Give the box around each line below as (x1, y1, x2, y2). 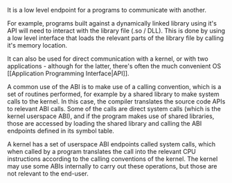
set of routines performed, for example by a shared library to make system (7, 90, 220, 98)
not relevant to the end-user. (7, 169, 89, 177)
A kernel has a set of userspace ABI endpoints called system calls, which (7, 140, 216, 148)
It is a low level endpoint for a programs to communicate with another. (7, 6, 206, 14)
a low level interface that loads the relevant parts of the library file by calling (7, 34, 224, 42)
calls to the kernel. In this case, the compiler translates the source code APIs (7, 97, 226, 106)
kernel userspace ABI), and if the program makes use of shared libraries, (7, 112, 215, 120)
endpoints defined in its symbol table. (7, 127, 114, 135)
